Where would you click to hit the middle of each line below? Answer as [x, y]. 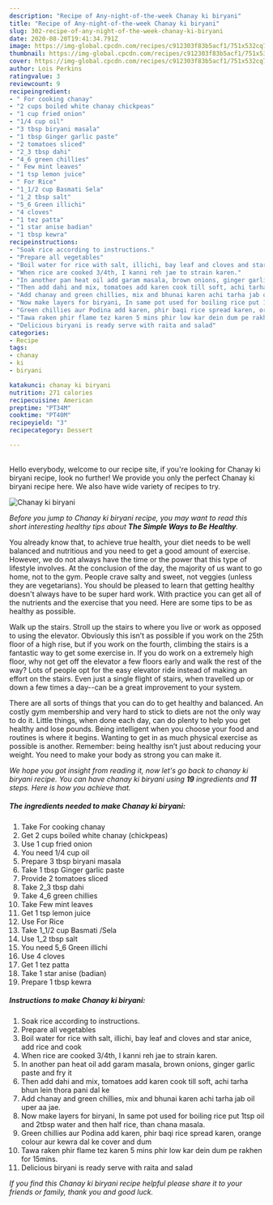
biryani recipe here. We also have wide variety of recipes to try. [115, 486]
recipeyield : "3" [38, 423]
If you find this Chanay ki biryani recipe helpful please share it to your [126, 1183]
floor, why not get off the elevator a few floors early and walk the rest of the [136, 661]
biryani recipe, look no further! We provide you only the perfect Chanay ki [132, 478]
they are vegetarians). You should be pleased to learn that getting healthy [132, 585]
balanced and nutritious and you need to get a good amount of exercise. [130, 551]
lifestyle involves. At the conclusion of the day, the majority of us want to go [136, 568]
